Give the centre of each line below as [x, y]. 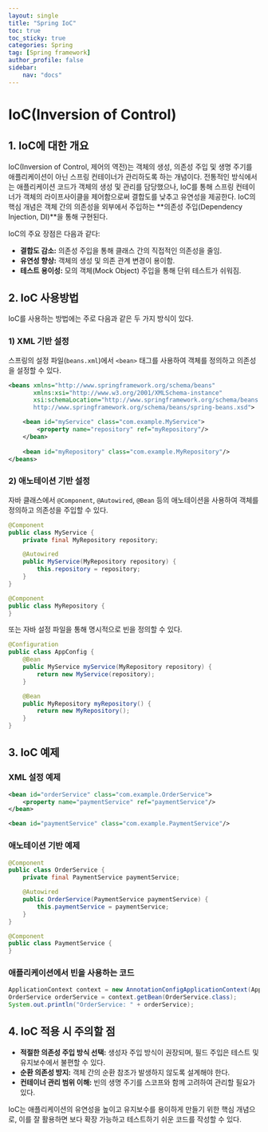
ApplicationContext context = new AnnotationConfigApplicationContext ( [130, 990]
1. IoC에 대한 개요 [49, 146]
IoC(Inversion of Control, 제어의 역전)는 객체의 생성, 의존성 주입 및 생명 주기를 [130, 166]
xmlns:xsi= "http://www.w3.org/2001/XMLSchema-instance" [128, 393]
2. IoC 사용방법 [44, 298]
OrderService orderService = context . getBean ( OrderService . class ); [123, 997]
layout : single [33, 16]
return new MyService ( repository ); [96, 674]
